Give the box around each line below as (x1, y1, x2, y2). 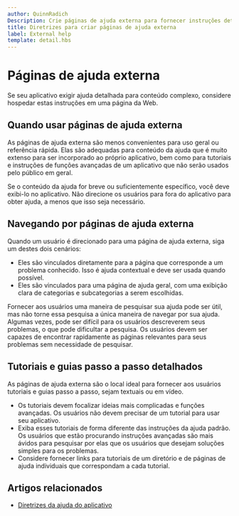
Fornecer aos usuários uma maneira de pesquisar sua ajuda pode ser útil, (7, 302, 223, 310)
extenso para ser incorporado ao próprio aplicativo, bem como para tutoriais (7, 153, 232, 162)
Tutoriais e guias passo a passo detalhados (7, 361, 203, 373)
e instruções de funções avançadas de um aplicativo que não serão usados (7, 161, 229, 169)
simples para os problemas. (17, 446, 100, 455)
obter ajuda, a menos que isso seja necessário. (7, 197, 146, 206)
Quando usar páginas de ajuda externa (7, 119, 183, 132)
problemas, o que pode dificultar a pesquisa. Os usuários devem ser (7, 325, 208, 333)
